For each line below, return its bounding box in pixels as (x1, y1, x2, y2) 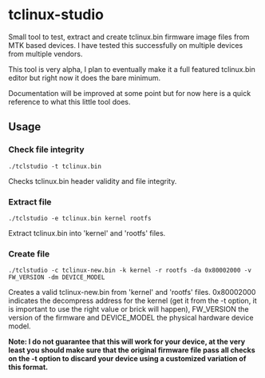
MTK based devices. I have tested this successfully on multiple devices (8, 40, 243, 50)
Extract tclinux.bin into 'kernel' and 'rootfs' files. (8, 228, 166, 237)
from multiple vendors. (8, 49, 83, 58)
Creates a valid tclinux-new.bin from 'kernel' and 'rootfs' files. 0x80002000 (8, 288, 256, 297)
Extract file (8, 196, 52, 207)
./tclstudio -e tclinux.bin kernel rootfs (8, 214, 152, 222)
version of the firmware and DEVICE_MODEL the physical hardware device (8, 313, 254, 323)
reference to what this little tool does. (8, 97, 131, 106)
